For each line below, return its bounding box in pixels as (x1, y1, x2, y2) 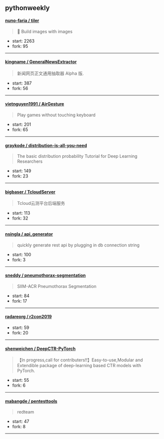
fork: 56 (12, 85, 28, 91)
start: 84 (12, 293, 30, 299)
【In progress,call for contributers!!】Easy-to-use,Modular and (17, 357, 143, 363)
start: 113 (12, 210, 30, 216)
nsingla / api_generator (5, 231, 53, 237)
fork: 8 (12, 424, 26, 430)
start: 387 (12, 80, 32, 86)
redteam (17, 409, 34, 415)
